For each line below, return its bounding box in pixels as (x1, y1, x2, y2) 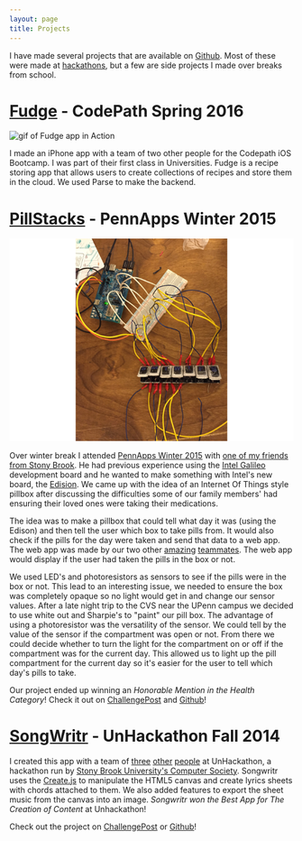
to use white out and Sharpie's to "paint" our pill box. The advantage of (9, 609, 274, 620)
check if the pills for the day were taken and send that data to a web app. (9, 534, 281, 545)
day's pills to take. (9, 667, 77, 678)
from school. (9, 69, 57, 80)
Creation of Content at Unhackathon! (9, 803, 147, 814)
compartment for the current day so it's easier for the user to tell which (9, 657, 273, 668)
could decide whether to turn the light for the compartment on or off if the (9, 638, 284, 649)
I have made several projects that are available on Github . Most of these (9, 50, 277, 60)
